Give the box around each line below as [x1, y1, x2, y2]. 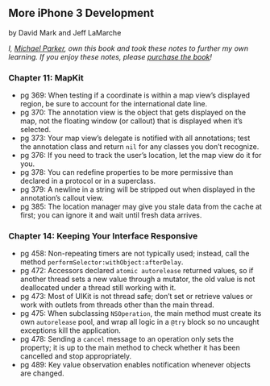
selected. [19, 125, 52, 135]
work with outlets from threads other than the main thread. [19, 300, 215, 309]
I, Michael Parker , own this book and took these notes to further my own [8, 44, 249, 53]
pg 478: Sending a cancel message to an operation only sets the [19, 334, 234, 344]
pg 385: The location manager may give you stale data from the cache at [19, 201, 262, 212]
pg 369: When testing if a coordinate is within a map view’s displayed [19, 90, 251, 100]
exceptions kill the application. [19, 326, 121, 335]
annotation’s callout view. [19, 193, 104, 203]
